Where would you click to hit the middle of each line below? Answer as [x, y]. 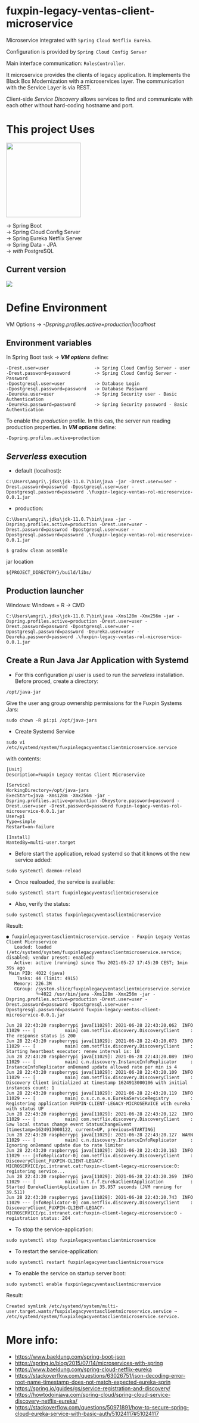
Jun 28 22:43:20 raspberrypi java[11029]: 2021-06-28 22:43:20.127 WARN [100, 1135]
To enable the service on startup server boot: [70, 1273]
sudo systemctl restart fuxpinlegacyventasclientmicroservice [85, 1262]
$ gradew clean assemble [37, 551]
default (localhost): [38, 471]
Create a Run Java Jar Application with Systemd [97, 661]
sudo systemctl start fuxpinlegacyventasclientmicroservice [83, 893]
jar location [20, 562]
